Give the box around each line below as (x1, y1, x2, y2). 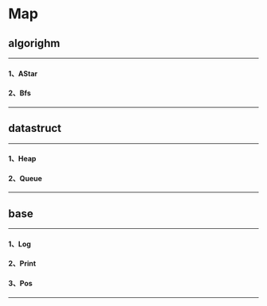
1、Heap (8, 154, 37, 164)
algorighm (8, 37, 60, 50)
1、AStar (8, 68, 38, 78)
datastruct (8, 122, 62, 135)
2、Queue (8, 173, 42, 183)
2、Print (8, 259, 37, 269)
